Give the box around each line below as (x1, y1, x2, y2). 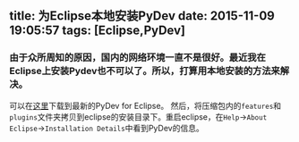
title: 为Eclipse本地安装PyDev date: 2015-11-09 (9, 8, 275, 24)
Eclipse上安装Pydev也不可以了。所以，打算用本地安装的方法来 (9, 65, 280, 78)
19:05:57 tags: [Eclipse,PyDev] (9, 23, 186, 38)
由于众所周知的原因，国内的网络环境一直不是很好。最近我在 (9, 52, 267, 64)
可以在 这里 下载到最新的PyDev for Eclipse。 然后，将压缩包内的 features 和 (9, 100, 282, 111)
